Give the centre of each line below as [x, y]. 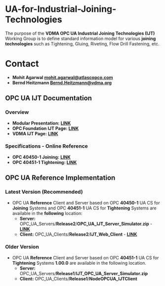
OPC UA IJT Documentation [49, 98]
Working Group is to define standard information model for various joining [81, 39]
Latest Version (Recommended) [44, 192]
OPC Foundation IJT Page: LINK [45, 128]
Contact [22, 64]
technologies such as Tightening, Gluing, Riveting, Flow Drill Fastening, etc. [82, 43]
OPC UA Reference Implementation [60, 178]
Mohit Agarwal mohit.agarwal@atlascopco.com [62, 77]
